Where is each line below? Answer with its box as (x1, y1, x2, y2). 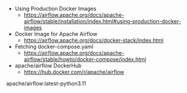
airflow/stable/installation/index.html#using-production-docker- (23, 18, 181, 24)
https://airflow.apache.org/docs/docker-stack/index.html (23, 37, 164, 44)
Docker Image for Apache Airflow (14, 30, 97, 38)
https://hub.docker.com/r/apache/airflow (23, 69, 124, 75)
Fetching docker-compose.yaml (14, 43, 94, 50)
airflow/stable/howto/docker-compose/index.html (23, 56, 146, 63)
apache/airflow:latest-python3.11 (6, 80, 87, 87)
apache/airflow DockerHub (14, 62, 82, 69)
